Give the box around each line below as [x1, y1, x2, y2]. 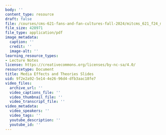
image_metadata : [5, 35, 39, 40]
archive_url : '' [9, 85, 43, 90]
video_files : [5, 81, 32, 86]
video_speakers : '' [9, 108, 50, 114]
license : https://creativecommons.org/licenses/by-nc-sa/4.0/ [5, 62, 136, 67]
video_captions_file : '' [9, 90, 61, 95]
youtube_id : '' [9, 122, 41, 127]
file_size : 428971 [5, 26, 43, 31]
